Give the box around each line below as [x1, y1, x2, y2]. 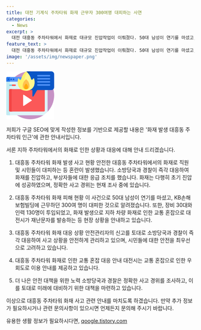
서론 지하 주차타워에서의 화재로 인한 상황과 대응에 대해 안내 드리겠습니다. [6, 146, 175, 153]
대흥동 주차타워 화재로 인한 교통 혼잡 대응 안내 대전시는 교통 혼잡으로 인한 [14, 256, 186, 264]
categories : [6, 16, 36, 22]
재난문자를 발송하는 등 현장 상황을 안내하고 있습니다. [31, 216, 153, 224]
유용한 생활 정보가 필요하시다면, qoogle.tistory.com [6, 317, 127, 324]
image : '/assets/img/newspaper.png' [6, 54, 98, 60]
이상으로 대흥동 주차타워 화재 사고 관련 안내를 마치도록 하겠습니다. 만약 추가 [6, 297, 182, 304]
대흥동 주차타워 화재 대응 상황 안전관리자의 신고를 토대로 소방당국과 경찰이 [14, 229, 188, 236]
